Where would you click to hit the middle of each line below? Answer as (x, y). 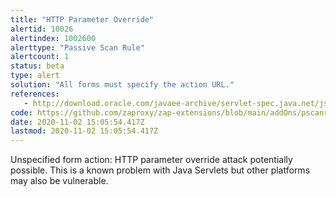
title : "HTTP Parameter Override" (82, 19)
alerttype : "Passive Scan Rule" (77, 47)
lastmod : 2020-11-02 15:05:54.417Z (84, 131)
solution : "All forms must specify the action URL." (122, 85)
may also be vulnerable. (59, 181)
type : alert (35, 76)
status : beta (37, 66)
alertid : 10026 (42, 29)
